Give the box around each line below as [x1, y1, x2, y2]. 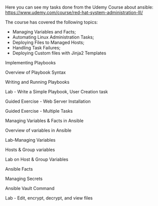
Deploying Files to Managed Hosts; [12, 39, 85, 45]
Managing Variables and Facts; [12, 29, 76, 34]
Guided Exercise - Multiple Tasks [5, 108, 73, 114]
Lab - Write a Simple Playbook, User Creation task [5, 89, 108, 94]
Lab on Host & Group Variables [5, 157, 69, 162]
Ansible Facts [5, 166, 33, 172]
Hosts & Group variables [5, 147, 55, 153]
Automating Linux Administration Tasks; [12, 34, 94, 40]
